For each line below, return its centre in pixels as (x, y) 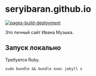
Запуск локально (33, 48)
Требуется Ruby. (22, 60)
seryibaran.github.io (48, 9)
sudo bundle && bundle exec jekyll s (44, 69)
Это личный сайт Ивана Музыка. (39, 32)
